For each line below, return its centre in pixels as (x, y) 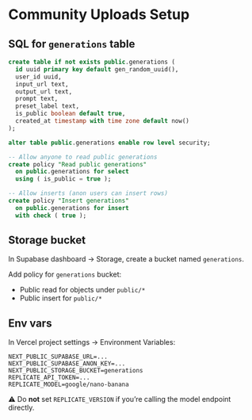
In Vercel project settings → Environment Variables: (92, 342)
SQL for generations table (72, 44)
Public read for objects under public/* (82, 290)
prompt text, (37, 99)
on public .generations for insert (72, 208)
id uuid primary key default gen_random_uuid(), (97, 69)
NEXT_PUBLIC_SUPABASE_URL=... (58, 357)
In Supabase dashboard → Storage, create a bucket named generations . (126, 259)
